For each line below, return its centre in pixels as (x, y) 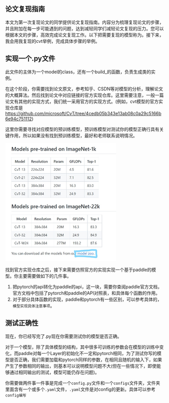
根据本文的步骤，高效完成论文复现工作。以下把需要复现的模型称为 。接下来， (84, 35)
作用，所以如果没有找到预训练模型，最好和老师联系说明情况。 (73, 135)
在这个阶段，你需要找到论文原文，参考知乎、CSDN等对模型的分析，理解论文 (84, 89)
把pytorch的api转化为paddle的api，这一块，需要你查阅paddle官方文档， (87, 287)
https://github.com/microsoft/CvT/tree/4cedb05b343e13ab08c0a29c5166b (83, 113)
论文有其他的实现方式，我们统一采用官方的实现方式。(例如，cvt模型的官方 (82, 101)
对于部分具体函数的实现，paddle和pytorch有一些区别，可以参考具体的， (87, 299)
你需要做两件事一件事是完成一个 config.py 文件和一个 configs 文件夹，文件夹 (83, 383)
